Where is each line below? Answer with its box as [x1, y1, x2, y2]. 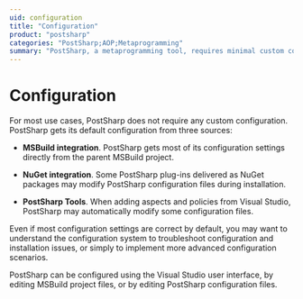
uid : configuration [9, 13, 83, 23]
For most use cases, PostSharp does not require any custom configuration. [9, 115, 289, 126]
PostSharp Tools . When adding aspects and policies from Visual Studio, [22, 196, 291, 207]
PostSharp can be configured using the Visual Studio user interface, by [9, 269, 273, 280]
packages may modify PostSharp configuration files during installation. [22, 179, 287, 190]
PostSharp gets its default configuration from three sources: [9, 125, 233, 136]
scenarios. [9, 252, 49, 263]
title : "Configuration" [9, 22, 99, 31]
